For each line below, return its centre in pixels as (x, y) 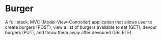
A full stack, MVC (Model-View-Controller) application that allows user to (79, 22)
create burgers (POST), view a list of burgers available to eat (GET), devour (81, 27)
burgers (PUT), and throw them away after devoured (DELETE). (69, 32)
